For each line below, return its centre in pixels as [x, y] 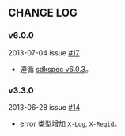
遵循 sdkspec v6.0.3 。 [56, 69]
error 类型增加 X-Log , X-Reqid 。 [70, 123]
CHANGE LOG [43, 13]
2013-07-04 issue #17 [44, 53]
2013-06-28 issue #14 [44, 107]
